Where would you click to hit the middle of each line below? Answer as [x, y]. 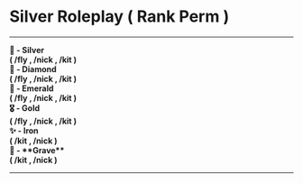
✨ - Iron [24, 130]
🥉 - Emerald [32, 88]
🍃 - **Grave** [37, 150]
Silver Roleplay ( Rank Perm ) [119, 17]
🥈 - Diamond [33, 69]
